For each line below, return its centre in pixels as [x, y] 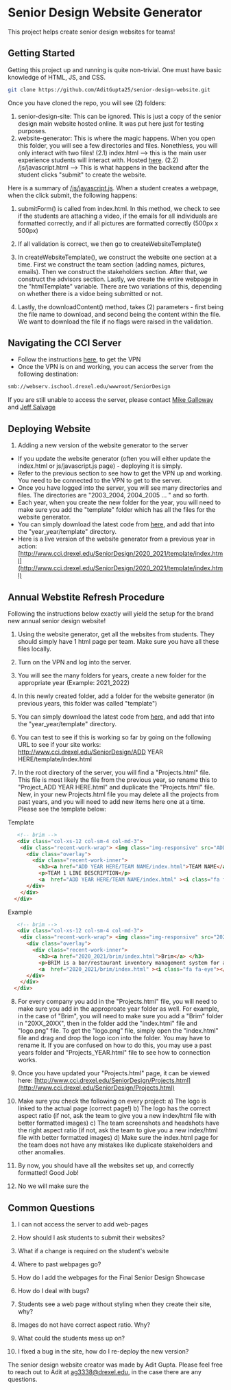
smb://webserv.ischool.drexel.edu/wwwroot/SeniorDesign [89, 387]
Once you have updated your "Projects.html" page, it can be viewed [114, 1073]
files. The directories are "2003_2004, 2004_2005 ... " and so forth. [113, 495]
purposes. [32, 131]
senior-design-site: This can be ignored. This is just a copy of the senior [119, 116]
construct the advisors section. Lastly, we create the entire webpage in [118, 279]
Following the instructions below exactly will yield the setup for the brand [111, 614]
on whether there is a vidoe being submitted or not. [90, 293]
